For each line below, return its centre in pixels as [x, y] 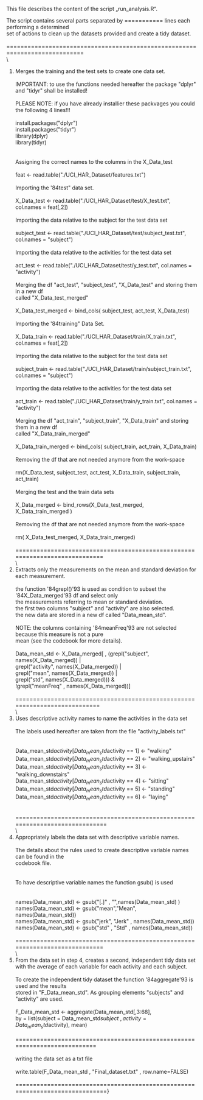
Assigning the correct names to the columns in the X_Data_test [94, 162]
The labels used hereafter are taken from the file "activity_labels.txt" [100, 731]
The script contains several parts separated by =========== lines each [98, 20]
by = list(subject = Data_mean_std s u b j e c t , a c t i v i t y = [81, 1018]
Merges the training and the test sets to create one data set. [90, 71]
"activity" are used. [39, 999]
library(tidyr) [31, 142]
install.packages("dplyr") [46, 123]
